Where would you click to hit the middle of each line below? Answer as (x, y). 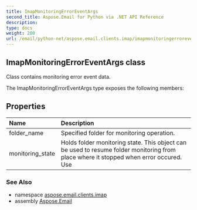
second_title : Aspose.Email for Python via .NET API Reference (85, 17)
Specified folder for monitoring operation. (118, 133)
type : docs (19, 28)
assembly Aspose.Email (43, 201)
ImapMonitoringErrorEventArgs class (76, 62)
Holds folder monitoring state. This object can (124, 143)
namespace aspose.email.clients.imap (61, 195)
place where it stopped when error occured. (121, 157)
